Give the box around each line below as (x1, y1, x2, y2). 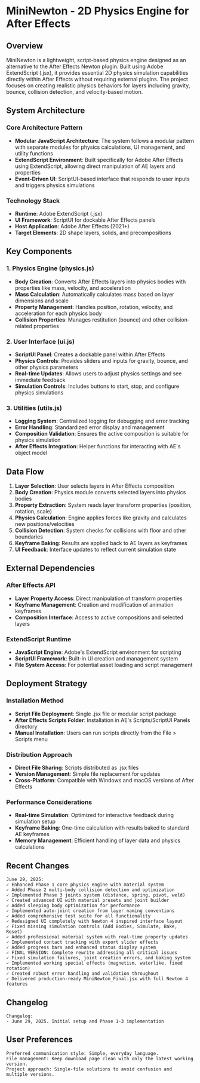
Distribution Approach (6, 750, 73, 758)
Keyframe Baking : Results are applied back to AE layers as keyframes (14, 540, 188, 547)
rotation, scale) (14, 508, 53, 515)
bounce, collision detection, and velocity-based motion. (6, 88, 143, 95)
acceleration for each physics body (14, 310, 102, 317)
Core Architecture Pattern (6, 124, 83, 132)
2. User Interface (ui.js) (6, 337, 75, 345)
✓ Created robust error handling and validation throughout (6, 971, 159, 977)
